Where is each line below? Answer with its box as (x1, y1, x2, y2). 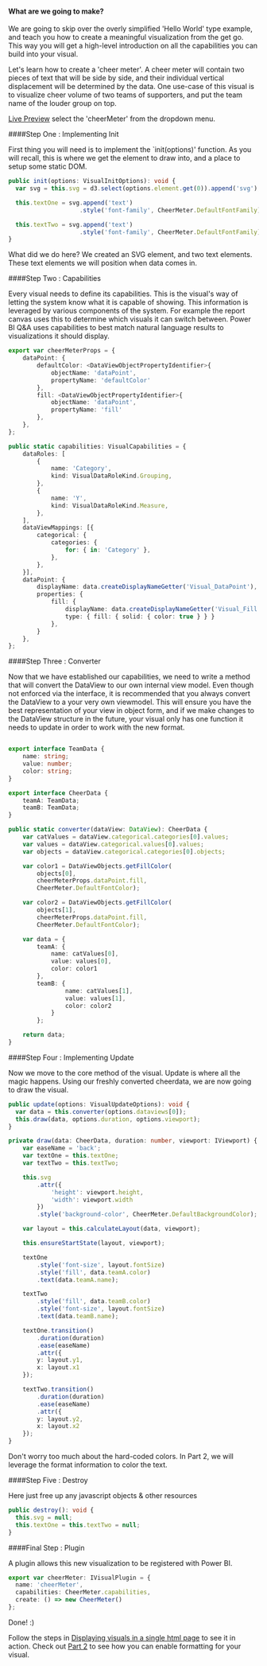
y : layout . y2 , (37, 1415, 83, 1423)
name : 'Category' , (50, 465, 112, 473)
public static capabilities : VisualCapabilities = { (8, 442, 187, 450)
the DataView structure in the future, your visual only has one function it (8, 714, 244, 724)
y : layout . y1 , (37, 1357, 83, 1364)
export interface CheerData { (8, 788, 109, 797)
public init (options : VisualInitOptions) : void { (8, 177, 176, 185)
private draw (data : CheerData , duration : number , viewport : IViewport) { (8, 1137, 258, 1145)
